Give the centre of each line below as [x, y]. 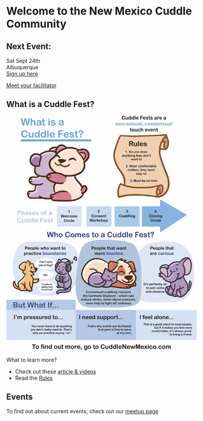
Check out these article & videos [56, 371]
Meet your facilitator [31, 85]
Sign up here [22, 73]
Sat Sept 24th [23, 61]
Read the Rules [34, 378]
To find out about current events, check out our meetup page [82, 411]
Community [37, 24]
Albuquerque [22, 67]
